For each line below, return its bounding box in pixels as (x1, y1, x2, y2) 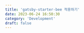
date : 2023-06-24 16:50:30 (5, 12, 60, 16)
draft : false (5, 20, 32, 26)
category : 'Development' (5, 16, 56, 21)
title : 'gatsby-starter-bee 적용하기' (5, 7, 80, 12)
